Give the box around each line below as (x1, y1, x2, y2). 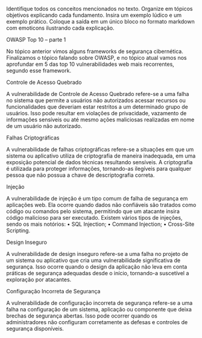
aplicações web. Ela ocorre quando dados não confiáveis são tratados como (6, 202, 197, 208)
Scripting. (6, 227, 31, 234)
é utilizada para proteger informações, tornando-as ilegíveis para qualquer (6, 165, 192, 172)
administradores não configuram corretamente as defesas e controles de (6, 319, 188, 325)
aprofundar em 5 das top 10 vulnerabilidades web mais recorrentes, (6, 60, 175, 68)
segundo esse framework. (6, 67, 71, 74)
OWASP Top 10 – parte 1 (6, 36, 66, 43)
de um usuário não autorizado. (6, 123, 83, 129)
